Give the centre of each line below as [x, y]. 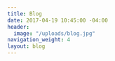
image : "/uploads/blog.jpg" [55, 33]
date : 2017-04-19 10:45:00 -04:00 [58, 20]
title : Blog [25, 14]
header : [19, 27]
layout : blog [26, 46]
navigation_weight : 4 [39, 40]
